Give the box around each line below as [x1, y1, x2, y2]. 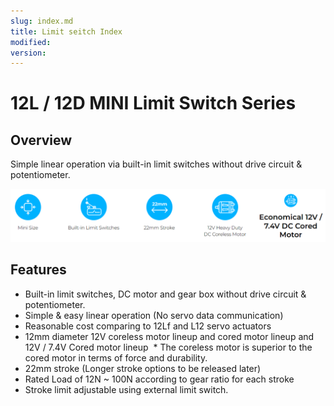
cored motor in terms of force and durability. [24, 351, 208, 364]
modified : [10, 37, 52, 47]
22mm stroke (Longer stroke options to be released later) [24, 362, 262, 374]
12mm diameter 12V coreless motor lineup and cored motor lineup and [24, 330, 315, 342]
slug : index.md [10, 16, 74, 26]
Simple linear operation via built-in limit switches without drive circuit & [10, 158, 303, 170]
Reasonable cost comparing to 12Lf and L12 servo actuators [24, 320, 272, 332]
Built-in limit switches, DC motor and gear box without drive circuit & [24, 288, 307, 300]
